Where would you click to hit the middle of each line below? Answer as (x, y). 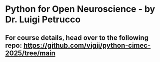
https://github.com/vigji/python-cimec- (87, 45)
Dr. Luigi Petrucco (43, 19)
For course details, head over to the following (77, 38)
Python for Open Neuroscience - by (80, 9)
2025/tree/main (30, 53)
